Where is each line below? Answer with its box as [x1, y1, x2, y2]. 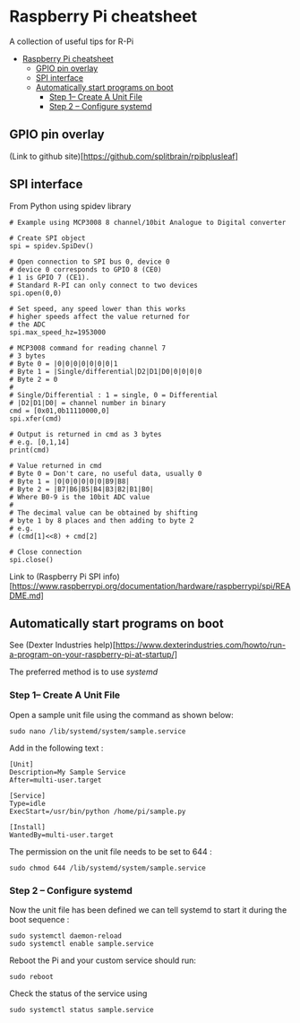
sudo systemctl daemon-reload [9, 931, 123, 941]
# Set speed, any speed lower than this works [9, 304, 186, 313]
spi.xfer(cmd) [9, 414, 63, 423]
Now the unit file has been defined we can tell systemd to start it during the [9, 904, 287, 915]
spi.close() [9, 555, 54, 564]
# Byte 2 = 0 [9, 375, 58, 384]
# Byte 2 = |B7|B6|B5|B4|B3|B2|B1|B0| [9, 484, 154, 494]
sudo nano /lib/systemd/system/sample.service [9, 726, 186, 736]
